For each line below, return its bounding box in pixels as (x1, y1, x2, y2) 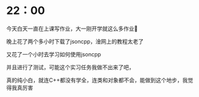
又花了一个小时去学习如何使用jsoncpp (6, 50, 102, 58)
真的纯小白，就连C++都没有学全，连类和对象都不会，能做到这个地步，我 (6, 76, 188, 84)
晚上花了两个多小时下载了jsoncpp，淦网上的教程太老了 (6, 38, 144, 45)
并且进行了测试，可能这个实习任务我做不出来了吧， (6, 63, 134, 71)
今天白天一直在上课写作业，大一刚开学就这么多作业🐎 (6, 25, 138, 32)
